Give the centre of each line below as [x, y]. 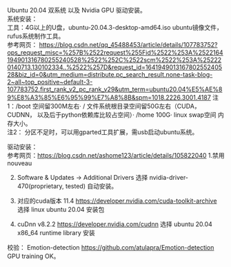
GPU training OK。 [33, 256]
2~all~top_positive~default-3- [50, 82]
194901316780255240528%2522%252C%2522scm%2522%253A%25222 [114, 60]
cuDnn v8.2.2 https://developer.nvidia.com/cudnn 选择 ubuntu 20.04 [114, 224]
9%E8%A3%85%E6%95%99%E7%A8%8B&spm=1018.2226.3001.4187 [109, 98]
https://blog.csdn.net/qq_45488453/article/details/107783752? [128, 45]
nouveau [20, 163]
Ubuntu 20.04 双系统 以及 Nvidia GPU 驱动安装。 [77, 10]
